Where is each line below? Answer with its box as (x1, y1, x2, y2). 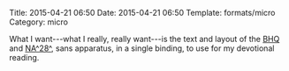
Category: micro (9, 17, 69, 27)
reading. (9, 53, 40, 62)
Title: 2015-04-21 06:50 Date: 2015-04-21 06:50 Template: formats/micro (9, 8, 276, 18)
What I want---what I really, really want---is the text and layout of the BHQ (9, 34, 280, 44)
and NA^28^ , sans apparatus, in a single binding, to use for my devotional (9, 43, 275, 53)
